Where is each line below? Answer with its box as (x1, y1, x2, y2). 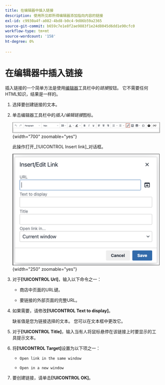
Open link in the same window (19, 356, 82, 361)
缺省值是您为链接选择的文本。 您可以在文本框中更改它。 (12, 318, 126, 324)
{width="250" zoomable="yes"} (12, 266, 78, 272)
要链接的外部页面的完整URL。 (19, 297, 80, 303)
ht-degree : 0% (5, 39, 34, 44)
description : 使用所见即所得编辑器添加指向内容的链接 (5, 13, 104, 18)
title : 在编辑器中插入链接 (5, 8, 54, 13)
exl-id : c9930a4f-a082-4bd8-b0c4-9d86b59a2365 (5, 18, 102, 23)
